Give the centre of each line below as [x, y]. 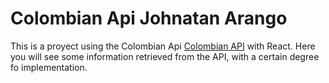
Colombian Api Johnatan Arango [149, 18]
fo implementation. [49, 67]
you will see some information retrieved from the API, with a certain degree [165, 56]
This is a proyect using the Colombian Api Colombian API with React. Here [163, 46]
